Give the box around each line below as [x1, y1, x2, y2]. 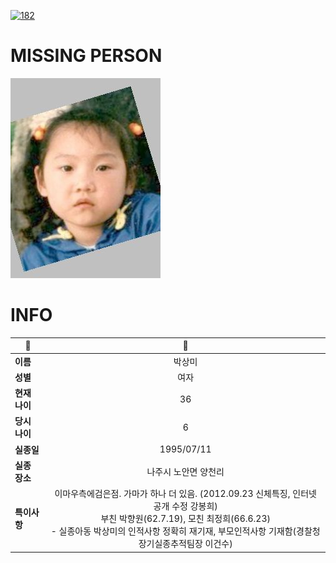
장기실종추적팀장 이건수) [138, 538, 233, 550]
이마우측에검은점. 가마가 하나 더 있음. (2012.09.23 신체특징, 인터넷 [54, 488, 317, 500]
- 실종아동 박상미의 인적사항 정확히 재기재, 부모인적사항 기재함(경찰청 [50, 525, 321, 537]
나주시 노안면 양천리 [146, 465, 225, 477]
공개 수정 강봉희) [153, 500, 218, 512]
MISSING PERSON [10, 45, 163, 67]
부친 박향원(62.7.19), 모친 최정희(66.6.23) [100, 513, 271, 525]
